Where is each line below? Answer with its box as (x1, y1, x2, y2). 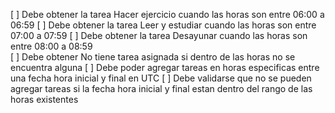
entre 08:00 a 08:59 (10, 40, 93, 52)
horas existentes (10, 94, 79, 105)
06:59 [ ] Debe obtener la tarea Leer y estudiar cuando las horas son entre (10, 19, 317, 31)
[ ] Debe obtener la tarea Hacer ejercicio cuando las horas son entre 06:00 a (10, 9, 325, 20)
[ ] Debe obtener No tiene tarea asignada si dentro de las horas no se (10, 51, 296, 63)
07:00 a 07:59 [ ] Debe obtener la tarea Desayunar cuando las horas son (10, 30, 308, 41)
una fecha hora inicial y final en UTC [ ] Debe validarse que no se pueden (10, 72, 312, 84)
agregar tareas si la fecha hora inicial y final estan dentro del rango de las (10, 83, 313, 94)
